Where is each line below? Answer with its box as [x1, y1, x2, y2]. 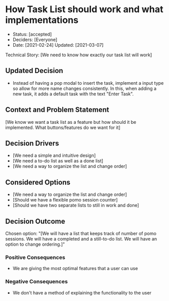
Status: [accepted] [12, 31, 52, 37]
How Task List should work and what [5, 4, 164, 15]
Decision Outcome [5, 217, 65, 225]
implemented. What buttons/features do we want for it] [5, 124, 121, 130]
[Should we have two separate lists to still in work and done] [12, 202, 139, 209]
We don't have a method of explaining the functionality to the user [12, 289, 152, 295]
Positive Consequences [5, 254, 65, 261]
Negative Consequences [5, 278, 68, 285]
